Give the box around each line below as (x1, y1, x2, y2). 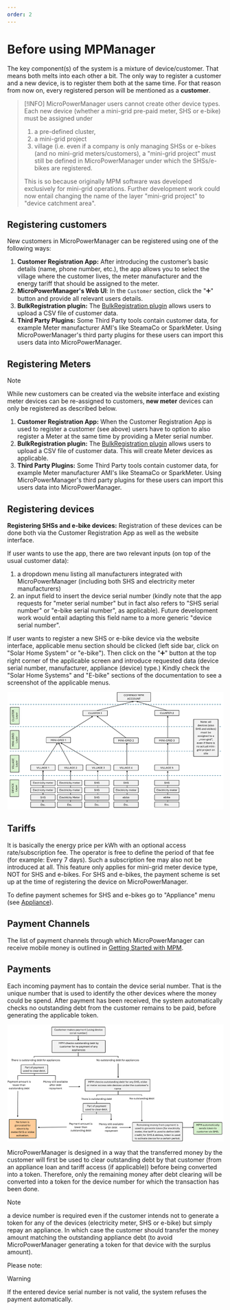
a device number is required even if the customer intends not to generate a (7, 1212, 219, 1220)
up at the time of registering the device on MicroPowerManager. (7, 877, 189, 886)
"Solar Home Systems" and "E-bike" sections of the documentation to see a (7, 671, 222, 679)
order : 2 (7, 11, 32, 18)
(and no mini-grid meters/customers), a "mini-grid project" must (34, 149, 216, 157)
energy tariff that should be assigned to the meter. (16, 279, 159, 288)
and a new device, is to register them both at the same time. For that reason (7, 79, 221, 87)
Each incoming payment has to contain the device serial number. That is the (7, 982, 222, 990)
